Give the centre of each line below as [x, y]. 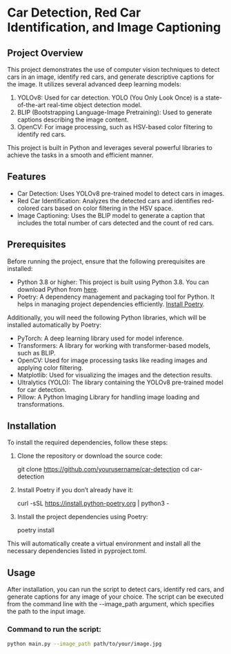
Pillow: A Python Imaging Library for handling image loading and [108, 397]
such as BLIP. [37, 353]
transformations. [41, 404]
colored [28, 208]
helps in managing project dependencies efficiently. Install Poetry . [111, 304]
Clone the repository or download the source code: [90, 456]
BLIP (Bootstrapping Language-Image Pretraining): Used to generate [114, 112]
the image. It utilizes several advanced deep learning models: [94, 84]
